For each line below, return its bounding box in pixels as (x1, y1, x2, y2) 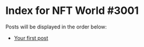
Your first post (13, 34, 48, 41)
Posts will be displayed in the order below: (5, 23, 107, 30)
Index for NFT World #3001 (5, 4, 139, 17)
